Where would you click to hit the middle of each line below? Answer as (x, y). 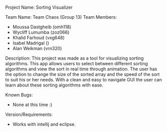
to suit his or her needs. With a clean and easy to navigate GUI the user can (84, 80)
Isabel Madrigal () (31, 43)
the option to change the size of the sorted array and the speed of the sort (82, 74)
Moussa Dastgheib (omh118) (42, 27)
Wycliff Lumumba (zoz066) (41, 32)
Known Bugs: (19, 95)
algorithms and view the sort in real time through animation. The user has (81, 69)
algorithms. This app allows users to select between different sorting (76, 63)
